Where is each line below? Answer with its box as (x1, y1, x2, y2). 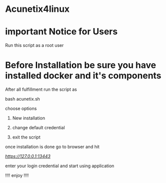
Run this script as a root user (5, 42, 64, 48)
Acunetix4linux (5, 3, 70, 15)
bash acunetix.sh (5, 96, 41, 102)
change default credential (12, 125, 65, 131)
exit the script (12, 134, 41, 140)
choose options (5, 106, 37, 111)
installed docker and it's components (5, 70, 162, 81)
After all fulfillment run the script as (5, 86, 77, 92)
